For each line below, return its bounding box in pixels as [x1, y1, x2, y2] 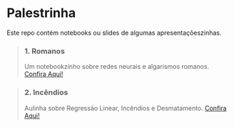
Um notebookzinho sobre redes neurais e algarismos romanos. [24, 62, 210, 71]
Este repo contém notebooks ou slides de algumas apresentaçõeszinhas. [6, 28, 222, 37]
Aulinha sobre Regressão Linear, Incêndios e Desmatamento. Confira [24, 104, 227, 112]
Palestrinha [6, 5, 76, 21]
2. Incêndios [24, 87, 68, 97]
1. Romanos [24, 46, 66, 56]
